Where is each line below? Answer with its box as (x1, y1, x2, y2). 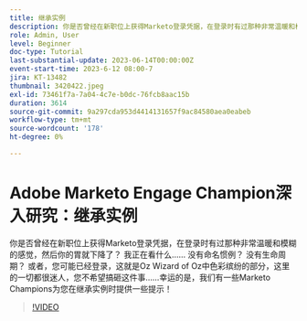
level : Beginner (9, 38, 71, 48)
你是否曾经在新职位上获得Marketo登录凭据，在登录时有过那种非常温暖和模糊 (9, 237, 297, 248)
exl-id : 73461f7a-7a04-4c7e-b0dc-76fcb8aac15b (9, 90, 190, 99)
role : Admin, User (9, 30, 79, 39)
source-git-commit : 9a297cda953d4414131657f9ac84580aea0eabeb (9, 107, 251, 116)
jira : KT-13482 (9, 73, 68, 82)
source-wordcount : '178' (9, 124, 104, 134)
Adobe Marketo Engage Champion (9, 183, 276, 204)
